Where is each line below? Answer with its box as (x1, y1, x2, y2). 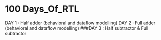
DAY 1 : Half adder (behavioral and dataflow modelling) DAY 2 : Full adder (5, 20, 156, 26)
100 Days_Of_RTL (5, 3, 79, 15)
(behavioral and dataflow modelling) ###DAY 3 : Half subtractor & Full (5, 25, 149, 31)
